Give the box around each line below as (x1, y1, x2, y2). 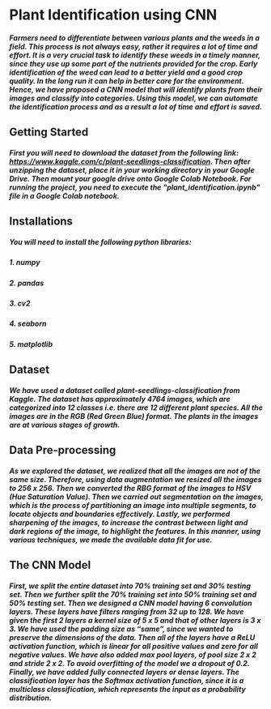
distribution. (9, 693, 52, 703)
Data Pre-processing (9, 443, 116, 457)
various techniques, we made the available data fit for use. (9, 535, 213, 545)
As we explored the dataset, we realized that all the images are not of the (9, 466, 261, 476)
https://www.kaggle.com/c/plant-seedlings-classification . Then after (9, 156, 251, 166)
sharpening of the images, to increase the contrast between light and (9, 517, 248, 527)
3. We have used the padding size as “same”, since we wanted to (9, 624, 234, 634)
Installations (9, 215, 74, 229)
